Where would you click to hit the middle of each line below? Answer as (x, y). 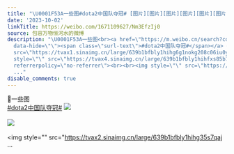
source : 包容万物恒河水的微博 (46, 33)
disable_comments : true (42, 78)
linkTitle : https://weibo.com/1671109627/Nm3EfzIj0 (84, 26)
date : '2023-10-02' (36, 20)
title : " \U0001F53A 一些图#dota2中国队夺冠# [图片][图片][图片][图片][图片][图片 (117, 14)
